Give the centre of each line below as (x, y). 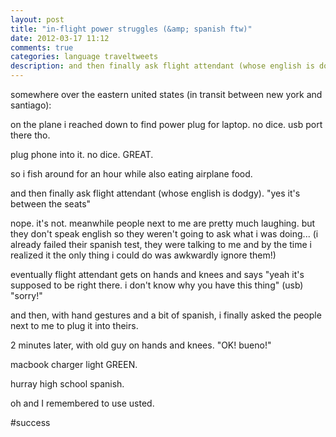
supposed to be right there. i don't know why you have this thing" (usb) (157, 285)
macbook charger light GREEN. (74, 364)
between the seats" (51, 204)
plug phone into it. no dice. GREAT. (82, 154)
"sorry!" (26, 295)
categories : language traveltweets (84, 57)
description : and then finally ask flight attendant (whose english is (162, 66)
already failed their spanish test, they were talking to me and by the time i (161, 244)
